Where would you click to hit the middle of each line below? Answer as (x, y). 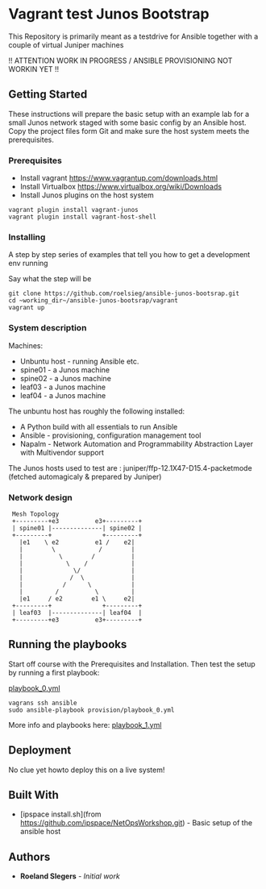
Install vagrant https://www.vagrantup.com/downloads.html (119, 178)
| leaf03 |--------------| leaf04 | (77, 613)
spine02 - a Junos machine (65, 378)
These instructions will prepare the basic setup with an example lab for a (129, 114)
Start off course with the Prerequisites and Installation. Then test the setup (132, 664)
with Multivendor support (62, 452)
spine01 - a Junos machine (65, 370)
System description (48, 328)
